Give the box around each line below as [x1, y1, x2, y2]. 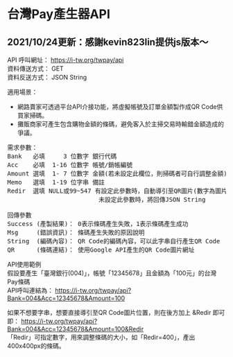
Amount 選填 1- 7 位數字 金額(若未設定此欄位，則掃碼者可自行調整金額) [7, 170, 227, 177]
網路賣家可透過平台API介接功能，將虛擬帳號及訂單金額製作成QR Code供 [17, 103, 223, 111]
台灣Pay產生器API [7, 6, 111, 22]
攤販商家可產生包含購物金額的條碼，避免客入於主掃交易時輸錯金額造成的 [17, 120, 224, 128]
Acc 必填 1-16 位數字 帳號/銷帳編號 [7, 161, 133, 168]
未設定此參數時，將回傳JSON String [98, 195, 206, 203]
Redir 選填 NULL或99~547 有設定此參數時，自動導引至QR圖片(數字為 [7, 187, 216, 195]
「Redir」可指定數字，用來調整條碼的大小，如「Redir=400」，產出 [7, 333, 196, 341]
